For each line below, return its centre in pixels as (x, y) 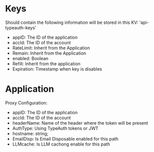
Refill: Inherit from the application (46, 64)
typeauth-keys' (21, 27)
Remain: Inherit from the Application (49, 53)
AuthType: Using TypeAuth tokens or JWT (55, 128)
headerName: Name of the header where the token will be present (80, 123)
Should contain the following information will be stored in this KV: (72, 22)
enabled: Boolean (30, 58)
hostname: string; (30, 133)
